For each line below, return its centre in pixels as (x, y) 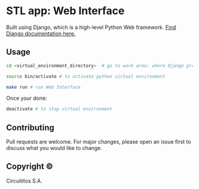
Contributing (30, 127)
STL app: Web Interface (65, 11)
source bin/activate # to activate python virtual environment (86, 76)
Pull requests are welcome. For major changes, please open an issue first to (99, 142)
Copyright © (30, 167)
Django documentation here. (41, 33)
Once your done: (27, 98)
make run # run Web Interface (44, 87)
